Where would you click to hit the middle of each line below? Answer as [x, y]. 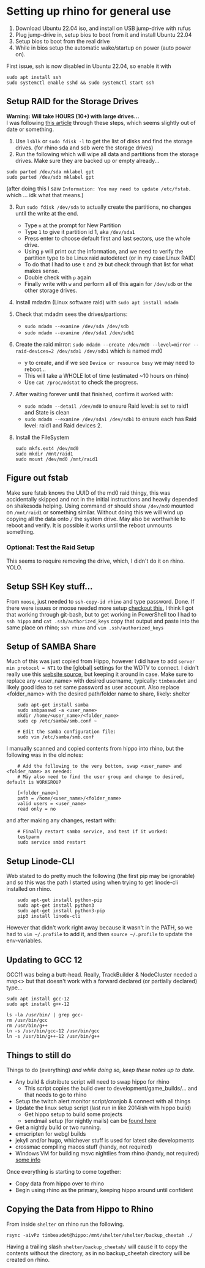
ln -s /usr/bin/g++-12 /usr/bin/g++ [53, 1037]
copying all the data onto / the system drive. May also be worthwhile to [96, 519]
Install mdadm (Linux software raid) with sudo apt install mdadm [97, 302]
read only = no [37, 809]
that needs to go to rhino [55, 1095]
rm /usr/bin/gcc [27, 1021]
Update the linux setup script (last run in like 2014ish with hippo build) [103, 1108]
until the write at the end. [47, 213]
